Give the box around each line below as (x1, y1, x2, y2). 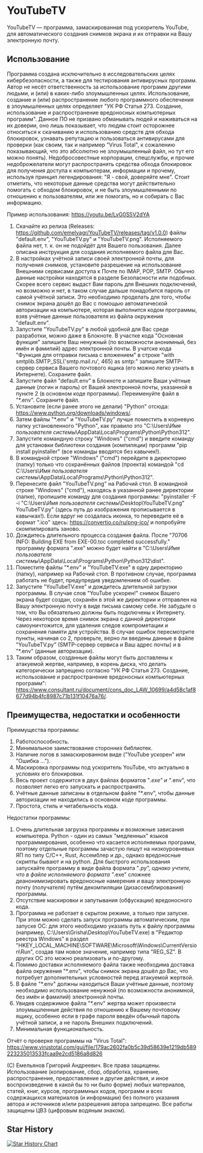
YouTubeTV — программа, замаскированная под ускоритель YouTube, (7, 24, 189, 31)
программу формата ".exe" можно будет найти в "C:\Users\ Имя (15, 544, 180, 551)
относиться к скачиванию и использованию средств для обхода (7, 128, 175, 135)
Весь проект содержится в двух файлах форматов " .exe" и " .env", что (15, 776, 196, 783)
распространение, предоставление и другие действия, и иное (7, 1074, 169, 1082)
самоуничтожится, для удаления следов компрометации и (15, 622, 169, 629)
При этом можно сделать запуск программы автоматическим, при (15, 915, 190, 923)
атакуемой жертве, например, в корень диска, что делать (15, 660, 167, 667)
